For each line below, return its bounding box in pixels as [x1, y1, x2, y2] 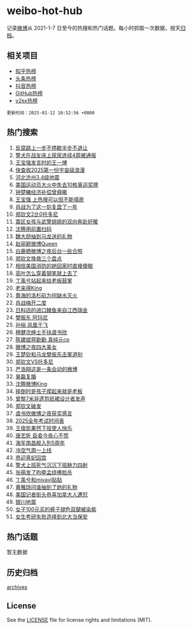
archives [6, 584, 28, 591]
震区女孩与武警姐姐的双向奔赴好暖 [15, 218, 98, 225]
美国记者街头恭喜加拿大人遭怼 [15, 491, 88, 498]
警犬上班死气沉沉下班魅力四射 [15, 461, 88, 469]
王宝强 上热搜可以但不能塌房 [15, 196, 84, 203]
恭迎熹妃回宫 [15, 454, 47, 461]
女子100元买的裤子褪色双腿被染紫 [15, 506, 97, 513]
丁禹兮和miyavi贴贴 [15, 476, 62, 483]
